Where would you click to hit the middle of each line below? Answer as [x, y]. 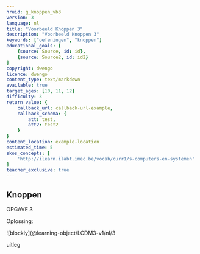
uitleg [13, 244]
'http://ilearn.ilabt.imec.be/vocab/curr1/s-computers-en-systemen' [106, 159]
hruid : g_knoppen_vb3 [34, 12]
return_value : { [27, 102]
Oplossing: [20, 221]
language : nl [23, 23]
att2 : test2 [44, 125]
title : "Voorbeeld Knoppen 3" [45, 29]
